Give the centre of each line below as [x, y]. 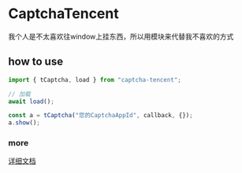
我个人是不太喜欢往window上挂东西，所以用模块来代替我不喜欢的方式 [121, 36]
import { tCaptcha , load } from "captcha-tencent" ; [95, 79]
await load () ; [32, 101]
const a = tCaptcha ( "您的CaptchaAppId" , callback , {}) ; [101, 116]
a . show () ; [24, 123]
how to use [36, 62]
